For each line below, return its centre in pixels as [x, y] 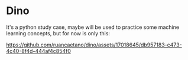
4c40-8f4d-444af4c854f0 [38, 51]
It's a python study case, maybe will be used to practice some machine [93, 27]
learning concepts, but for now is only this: [58, 33]
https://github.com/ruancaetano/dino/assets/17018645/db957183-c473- [94, 45]
